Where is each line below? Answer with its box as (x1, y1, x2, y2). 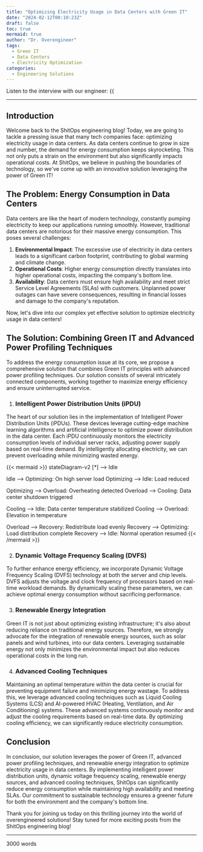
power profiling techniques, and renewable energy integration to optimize (6, 759, 189, 767)
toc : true (6, 25, 31, 32)
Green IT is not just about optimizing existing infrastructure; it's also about (6, 619, 191, 627)
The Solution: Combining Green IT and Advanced (6, 333, 195, 343)
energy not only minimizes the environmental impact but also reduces (6, 646, 180, 653)
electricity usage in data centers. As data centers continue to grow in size (6, 140, 190, 147)
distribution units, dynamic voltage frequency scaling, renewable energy (6, 772, 186, 779)
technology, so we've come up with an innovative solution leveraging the (6, 165, 187, 173)
